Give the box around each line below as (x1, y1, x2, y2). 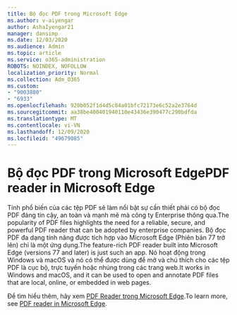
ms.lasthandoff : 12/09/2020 (7, 128, 90, 135)
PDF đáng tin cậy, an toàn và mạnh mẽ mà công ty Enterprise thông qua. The (7, 211, 229, 219)
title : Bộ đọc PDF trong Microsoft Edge (7, 10, 128, 18)
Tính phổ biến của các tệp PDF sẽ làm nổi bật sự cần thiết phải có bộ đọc (7, 204, 221, 212)
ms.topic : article (7, 50, 61, 57)
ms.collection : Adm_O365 (7, 75, 80, 83)
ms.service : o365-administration (7, 56, 106, 63)
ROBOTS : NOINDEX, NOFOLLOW (7, 63, 87, 70)
